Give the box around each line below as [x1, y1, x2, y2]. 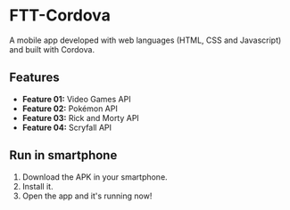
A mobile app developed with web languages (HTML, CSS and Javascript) [9, 35, 282, 45]
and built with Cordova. [9, 44, 95, 54]
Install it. [21, 181, 54, 191]
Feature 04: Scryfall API [21, 122, 112, 133]
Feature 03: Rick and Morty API [21, 112, 140, 123]
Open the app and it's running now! [21, 190, 153, 201]
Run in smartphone [9, 148, 118, 163]
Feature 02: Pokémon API [21, 103, 118, 114]
